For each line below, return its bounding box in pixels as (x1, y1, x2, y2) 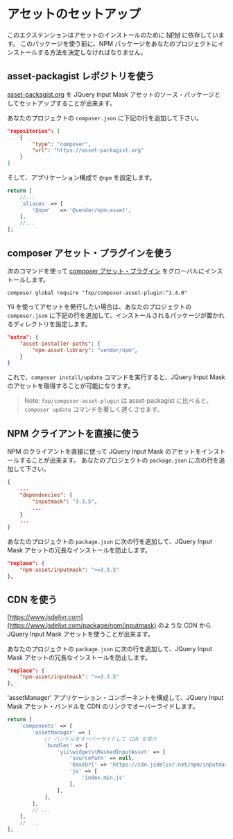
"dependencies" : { (19, 491, 73, 498)
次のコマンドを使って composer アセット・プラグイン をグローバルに (7, 266, 205, 275)
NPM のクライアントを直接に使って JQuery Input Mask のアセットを (7, 447, 202, 456)
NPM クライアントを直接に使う (7, 427, 140, 439)
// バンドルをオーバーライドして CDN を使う (44, 735, 157, 742)
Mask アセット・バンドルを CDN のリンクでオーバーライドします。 (7, 702, 199, 710)
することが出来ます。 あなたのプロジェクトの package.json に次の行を (19, 456, 220, 465)
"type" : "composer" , (32, 141, 92, 147)
